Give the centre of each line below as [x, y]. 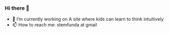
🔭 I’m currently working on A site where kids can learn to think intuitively [88, 19]
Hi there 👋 [17, 8]
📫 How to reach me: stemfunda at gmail [54, 25]
